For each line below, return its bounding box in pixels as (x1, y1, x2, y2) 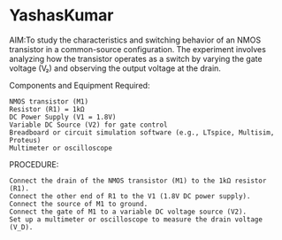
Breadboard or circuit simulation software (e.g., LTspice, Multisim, (9, 128, 275, 137)
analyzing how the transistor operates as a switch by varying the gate (9, 53, 263, 64)
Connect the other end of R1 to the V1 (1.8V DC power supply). (9, 191, 251, 200)
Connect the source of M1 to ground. (9, 199, 149, 208)
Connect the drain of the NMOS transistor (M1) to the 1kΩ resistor (9, 176, 267, 185)
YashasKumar (9, 5, 114, 26)
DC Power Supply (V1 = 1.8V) (9, 112, 117, 121)
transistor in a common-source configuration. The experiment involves (9, 43, 267, 54)
